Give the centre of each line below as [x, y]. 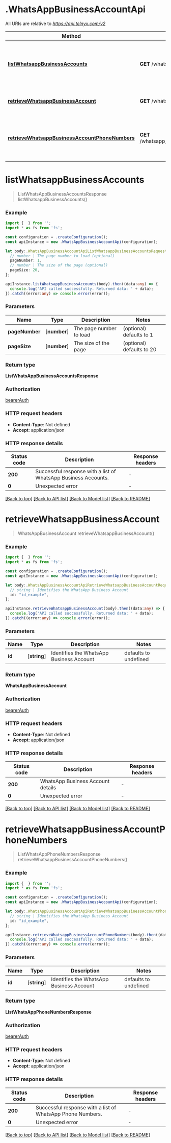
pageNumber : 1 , [26, 261]
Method [72, 36]
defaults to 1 [138, 334]
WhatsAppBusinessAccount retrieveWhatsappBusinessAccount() [86, 533]
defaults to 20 [140, 349]
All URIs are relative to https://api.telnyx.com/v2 [55, 23]
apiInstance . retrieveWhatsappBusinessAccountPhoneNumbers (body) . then [81, 935]
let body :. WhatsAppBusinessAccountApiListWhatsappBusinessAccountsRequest [86, 251]
